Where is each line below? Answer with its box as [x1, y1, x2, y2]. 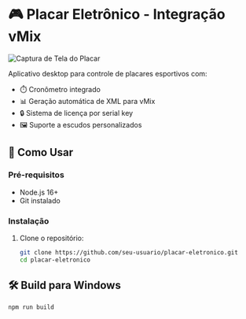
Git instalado [19, 195, 61, 205]
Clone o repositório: [19, 233, 84, 243]
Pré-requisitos [8, 169, 64, 180]
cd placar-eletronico [19, 256, 90, 264]
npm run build [8, 303, 55, 311]
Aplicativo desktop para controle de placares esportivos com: [8, 69, 207, 78]
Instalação [8, 215, 50, 226]
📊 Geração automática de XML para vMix [19, 96, 156, 106]
